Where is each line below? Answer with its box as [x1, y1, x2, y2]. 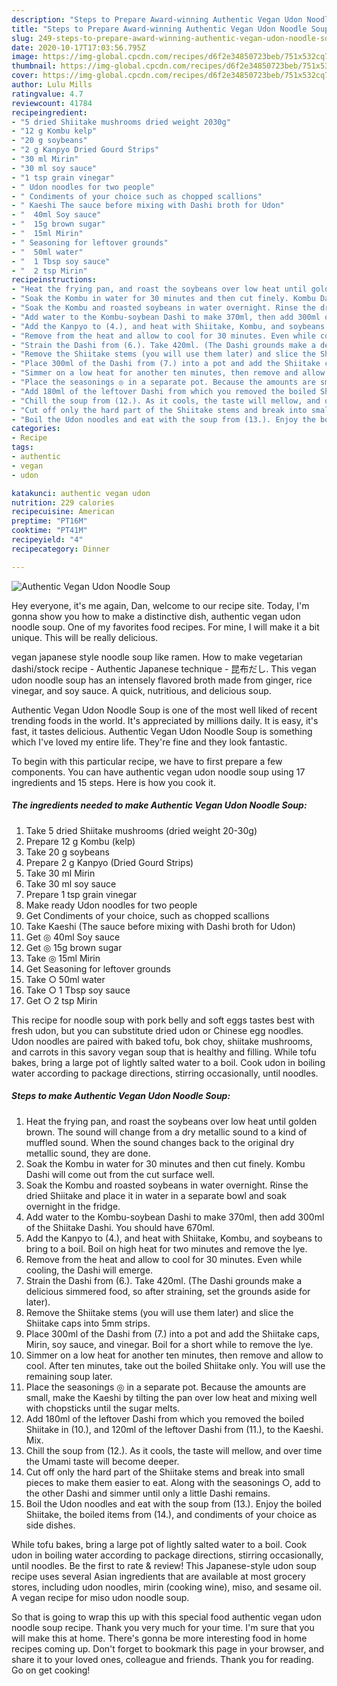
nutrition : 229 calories [11, 497, 115, 508]
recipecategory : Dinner [11, 544, 111, 554]
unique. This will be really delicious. [11, 631, 159, 643]
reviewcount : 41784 [11, 98, 93, 108]
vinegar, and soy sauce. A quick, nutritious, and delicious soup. [11, 684, 272, 696]
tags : [11, 442, 34, 453]
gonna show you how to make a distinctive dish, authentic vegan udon [11, 610, 301, 622]
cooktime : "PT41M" [11, 526, 88, 536]
